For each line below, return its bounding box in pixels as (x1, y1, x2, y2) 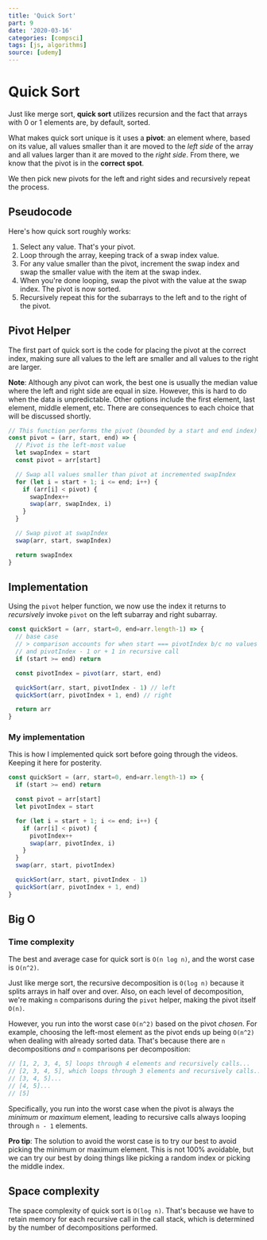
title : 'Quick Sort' (8, 11, 77, 20)
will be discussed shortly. (8, 411, 91, 421)
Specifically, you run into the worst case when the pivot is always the (8, 1103, 234, 1114)
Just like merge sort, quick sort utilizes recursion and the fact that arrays (8, 109, 248, 119)
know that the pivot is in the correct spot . (8, 158, 145, 168)
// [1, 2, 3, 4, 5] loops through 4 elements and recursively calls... (8, 1059, 250, 1068)
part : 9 (8, 19, 34, 27)
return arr (15, 706, 52, 713)
